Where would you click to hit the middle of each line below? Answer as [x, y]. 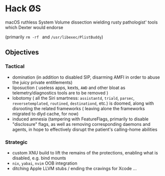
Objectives [22, 52]
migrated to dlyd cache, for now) [45, 114]
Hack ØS [23, 9]
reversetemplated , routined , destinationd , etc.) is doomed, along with [83, 103]
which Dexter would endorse [34, 27]
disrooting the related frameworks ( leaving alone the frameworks [78, 108]
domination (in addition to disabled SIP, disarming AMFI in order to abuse [86, 77]
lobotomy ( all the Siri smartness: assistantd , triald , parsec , [73, 98]
